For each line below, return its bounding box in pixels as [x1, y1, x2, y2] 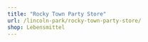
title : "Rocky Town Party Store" [7, 10, 107, 18]
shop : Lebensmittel [7, 23, 65, 31]
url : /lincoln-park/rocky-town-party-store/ [7, 17, 142, 24]
